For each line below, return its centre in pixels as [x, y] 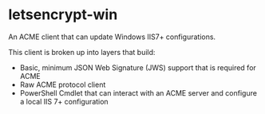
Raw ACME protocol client [63, 85]
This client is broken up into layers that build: [82, 52]
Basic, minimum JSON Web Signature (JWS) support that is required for [138, 67]
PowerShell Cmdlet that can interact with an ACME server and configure [138, 92]
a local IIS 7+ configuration [64, 101]
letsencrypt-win [63, 15]
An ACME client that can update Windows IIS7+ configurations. [112, 37]
